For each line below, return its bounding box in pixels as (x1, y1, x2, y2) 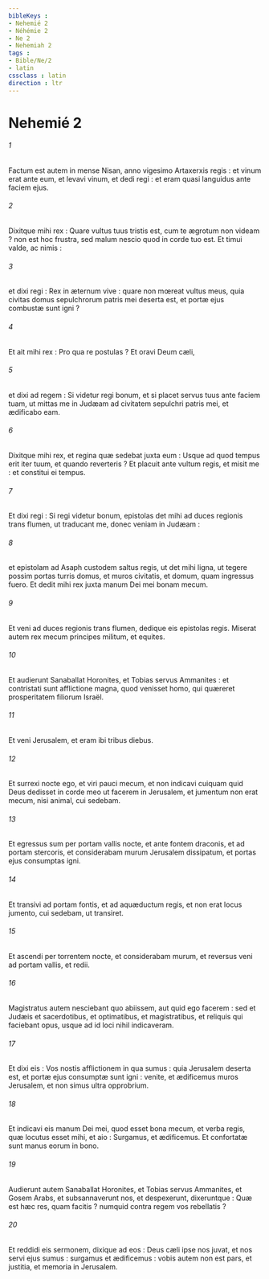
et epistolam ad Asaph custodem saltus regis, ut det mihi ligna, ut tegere (8, 563, 247, 572)
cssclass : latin (8, 72, 67, 80)
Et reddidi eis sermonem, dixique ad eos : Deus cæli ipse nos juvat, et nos (8, 1244, 253, 1254)
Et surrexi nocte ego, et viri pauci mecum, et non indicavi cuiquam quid (8, 779, 243, 789)
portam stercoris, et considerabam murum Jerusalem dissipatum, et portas (8, 847, 257, 857)
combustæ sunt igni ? (8, 303, 80, 314)
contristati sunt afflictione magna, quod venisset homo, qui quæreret (8, 683, 235, 693)
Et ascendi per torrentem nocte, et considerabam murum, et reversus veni (8, 951, 253, 961)
